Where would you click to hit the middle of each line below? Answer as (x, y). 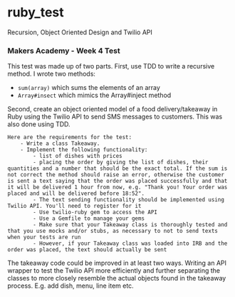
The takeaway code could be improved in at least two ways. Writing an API (117, 263)
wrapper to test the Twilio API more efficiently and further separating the (114, 271)
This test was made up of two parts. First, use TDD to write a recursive (111, 66)
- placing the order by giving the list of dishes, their (121, 162)
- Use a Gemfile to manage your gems (89, 218)
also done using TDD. (39, 124)
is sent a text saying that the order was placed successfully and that (117, 181)
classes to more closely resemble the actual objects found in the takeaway (117, 278)
